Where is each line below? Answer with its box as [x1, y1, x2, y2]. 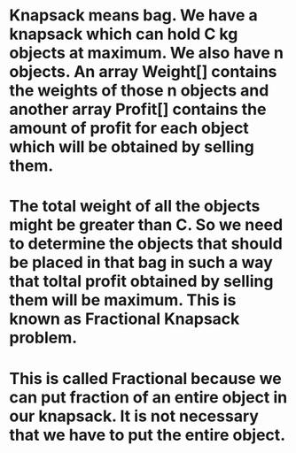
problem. [9, 328, 78, 348]
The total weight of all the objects [9, 196, 261, 217]
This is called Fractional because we [9, 368, 282, 388]
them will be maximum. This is [9, 290, 237, 311]
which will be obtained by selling [9, 137, 254, 157]
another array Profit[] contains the [9, 99, 267, 119]
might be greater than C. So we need [9, 215, 284, 235]
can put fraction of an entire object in [9, 387, 288, 407]
